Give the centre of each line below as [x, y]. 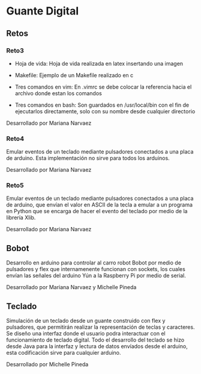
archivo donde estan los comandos [58, 93]
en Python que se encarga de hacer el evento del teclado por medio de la [97, 211]
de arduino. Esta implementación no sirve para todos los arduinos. [88, 158]
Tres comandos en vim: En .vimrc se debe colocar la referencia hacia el [103, 87]
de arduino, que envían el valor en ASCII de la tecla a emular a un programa [100, 205]
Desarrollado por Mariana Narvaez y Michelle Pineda [71, 287]
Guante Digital [43, 11]
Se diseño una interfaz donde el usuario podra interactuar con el [86, 334]
